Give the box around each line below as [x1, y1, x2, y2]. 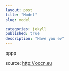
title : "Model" [5, 12, 38, 17]
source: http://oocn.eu [5, 60, 52, 66]
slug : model [5, 17, 30, 22]
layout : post [5, 7, 33, 13]
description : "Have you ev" [5, 36, 65, 41]
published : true [5, 31, 40, 37]
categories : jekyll [5, 26, 47, 31]
